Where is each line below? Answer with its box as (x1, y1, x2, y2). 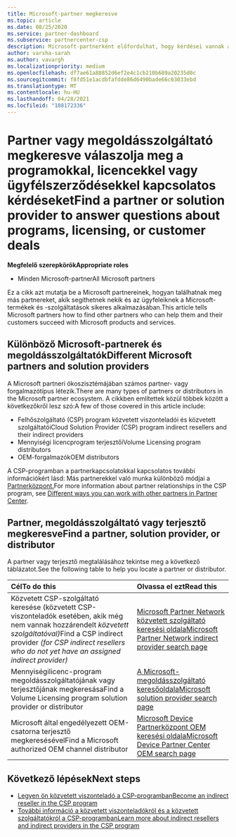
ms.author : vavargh (7, 56, 65, 63)
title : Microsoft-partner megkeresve (7, 10, 118, 18)
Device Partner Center (136, 740, 211, 750)
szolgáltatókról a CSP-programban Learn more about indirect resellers (17, 814, 219, 822)
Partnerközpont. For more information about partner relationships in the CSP (7, 481, 227, 490)
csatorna (11, 727, 40, 737)
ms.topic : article (7, 17, 61, 24)
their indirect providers (17, 430, 84, 439)
